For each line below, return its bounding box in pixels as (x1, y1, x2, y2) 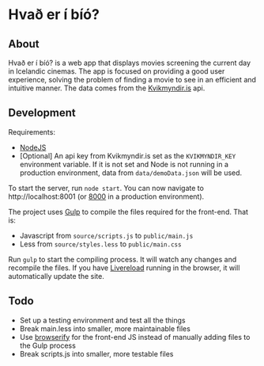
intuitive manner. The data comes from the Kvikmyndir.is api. (8, 83, 206, 93)
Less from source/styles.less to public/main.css (19, 239, 182, 249)
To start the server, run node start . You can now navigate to (8, 183, 204, 193)
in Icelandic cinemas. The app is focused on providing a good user (8, 67, 225, 76)
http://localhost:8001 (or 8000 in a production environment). (8, 192, 205, 201)
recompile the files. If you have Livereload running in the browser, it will (8, 263, 240, 273)
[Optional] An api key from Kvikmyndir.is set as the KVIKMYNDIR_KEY (19, 151, 236, 160)
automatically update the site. (8, 271, 104, 280)
